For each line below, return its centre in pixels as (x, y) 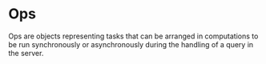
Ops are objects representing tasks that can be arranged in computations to (133, 36)
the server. (26, 53)
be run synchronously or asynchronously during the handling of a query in (131, 44)
